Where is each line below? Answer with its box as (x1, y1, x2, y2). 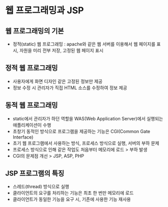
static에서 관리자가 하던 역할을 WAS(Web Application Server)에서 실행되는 (12, 115, 163, 121)
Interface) (12, 134, 34, 140)
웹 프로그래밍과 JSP (5, 5, 84, 16)
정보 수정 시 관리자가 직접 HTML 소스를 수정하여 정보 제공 (12, 85, 127, 91)
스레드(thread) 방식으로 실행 (12, 184, 70, 190)
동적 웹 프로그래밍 (5, 101, 58, 110)
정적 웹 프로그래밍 (5, 64, 58, 72)
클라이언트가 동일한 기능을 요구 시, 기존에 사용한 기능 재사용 (12, 196, 131, 202)
